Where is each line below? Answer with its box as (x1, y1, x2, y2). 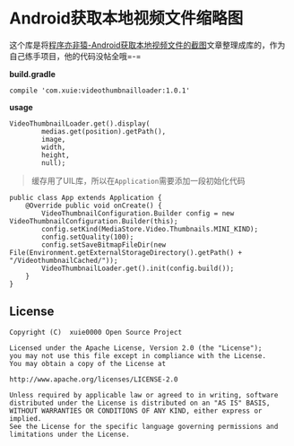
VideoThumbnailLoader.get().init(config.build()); (41, 264, 235, 273)
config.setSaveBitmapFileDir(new (41, 240, 167, 249)
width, (41, 143, 66, 152)
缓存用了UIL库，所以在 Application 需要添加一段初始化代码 (30, 175, 246, 186)
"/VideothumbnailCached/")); (9, 256, 118, 265)
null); (41, 158, 66, 167)
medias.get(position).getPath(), (41, 127, 167, 136)
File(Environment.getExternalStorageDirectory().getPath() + (9, 248, 243, 257)
